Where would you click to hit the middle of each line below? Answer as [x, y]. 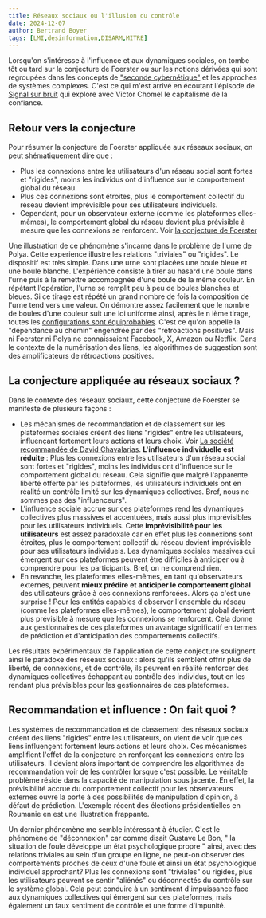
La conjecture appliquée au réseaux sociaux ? [124, 381]
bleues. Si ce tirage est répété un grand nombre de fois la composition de [129, 296]
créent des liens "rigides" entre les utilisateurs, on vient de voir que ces [125, 737]
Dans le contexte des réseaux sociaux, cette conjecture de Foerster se [124, 400]
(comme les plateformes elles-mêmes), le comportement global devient [137, 610]
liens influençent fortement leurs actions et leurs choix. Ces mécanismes [127, 746]
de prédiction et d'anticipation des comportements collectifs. [120, 635]
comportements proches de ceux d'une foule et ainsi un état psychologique [133, 863]
